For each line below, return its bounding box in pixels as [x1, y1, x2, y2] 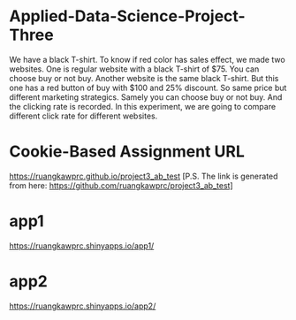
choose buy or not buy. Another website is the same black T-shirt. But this [9, 72, 279, 83]
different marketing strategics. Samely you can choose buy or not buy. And [9, 91, 283, 103]
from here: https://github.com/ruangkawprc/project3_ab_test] [9, 179, 233, 191]
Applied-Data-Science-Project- [9, 6, 246, 27]
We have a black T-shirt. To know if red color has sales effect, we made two [9, 54, 285, 65]
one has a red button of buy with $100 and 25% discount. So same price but [9, 82, 287, 93]
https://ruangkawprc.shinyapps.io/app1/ [9, 240, 155, 251]
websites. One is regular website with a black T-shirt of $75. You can [9, 64, 260, 74]
